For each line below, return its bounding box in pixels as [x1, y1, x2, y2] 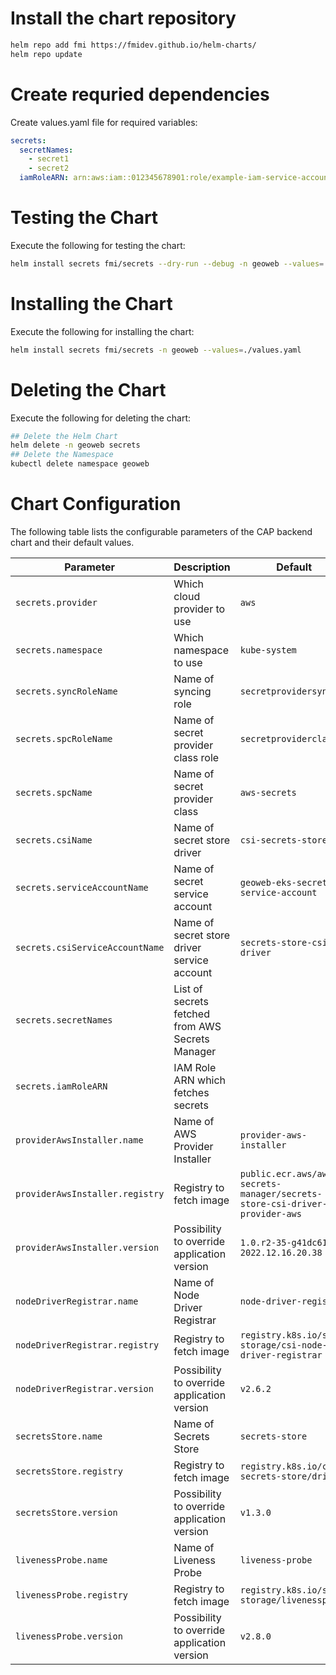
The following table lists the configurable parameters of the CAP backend [10, 526, 313, 537]
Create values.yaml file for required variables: [10, 116, 198, 128]
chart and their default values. [10, 537, 135, 548]
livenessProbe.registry [15, 1590, 129, 1601]
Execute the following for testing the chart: [10, 239, 186, 251]
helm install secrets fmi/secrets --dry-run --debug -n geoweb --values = [10, 258, 325, 269]
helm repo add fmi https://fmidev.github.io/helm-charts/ [10, 40, 257, 50]
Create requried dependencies [10, 83, 270, 106]
